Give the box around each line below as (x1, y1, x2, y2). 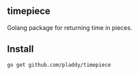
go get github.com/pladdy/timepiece (7, 61, 111, 68)
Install (7, 44, 34, 55)
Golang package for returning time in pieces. (7, 23, 133, 31)
